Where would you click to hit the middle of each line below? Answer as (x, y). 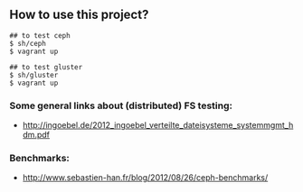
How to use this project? (79, 15)
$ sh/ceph (28, 43)
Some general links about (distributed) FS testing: (121, 105)
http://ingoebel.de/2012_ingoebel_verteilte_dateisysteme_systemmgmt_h (158, 125)
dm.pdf (36, 135)
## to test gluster (46, 67)
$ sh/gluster (34, 75)
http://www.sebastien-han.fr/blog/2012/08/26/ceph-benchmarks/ (145, 178)
